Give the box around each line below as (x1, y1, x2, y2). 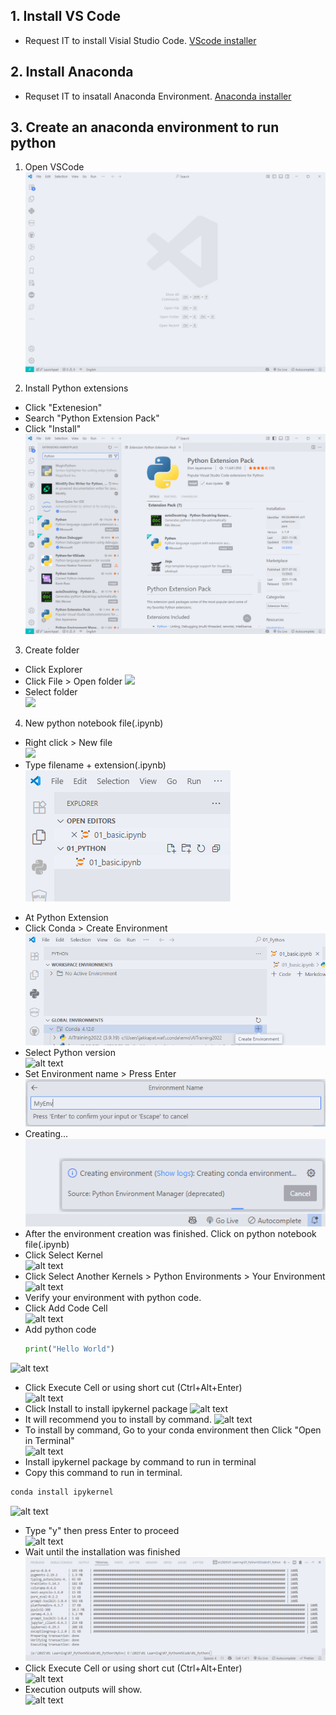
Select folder (24, 686, 78, 698)
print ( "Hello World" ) (24, 1344, 116, 1354)
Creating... (24, 1127, 69, 1139)
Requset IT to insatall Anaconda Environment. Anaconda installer (24, 90, 292, 102)
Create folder (24, 644, 80, 656)
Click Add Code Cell (24, 1302, 108, 1314)
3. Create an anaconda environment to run (10, 119, 280, 136)
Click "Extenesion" (24, 402, 103, 414)
